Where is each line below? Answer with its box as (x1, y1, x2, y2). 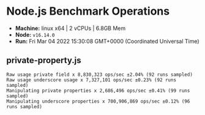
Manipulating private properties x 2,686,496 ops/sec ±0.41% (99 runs (6, 87, 190, 94)
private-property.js (6, 55, 81, 65)
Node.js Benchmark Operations (6, 4, 170, 18)
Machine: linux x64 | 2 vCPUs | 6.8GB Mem (15, 24, 126, 32)
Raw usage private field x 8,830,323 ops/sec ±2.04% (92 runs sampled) (6, 72, 193, 78)
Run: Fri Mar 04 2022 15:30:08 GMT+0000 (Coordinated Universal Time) (15, 37, 200, 45)
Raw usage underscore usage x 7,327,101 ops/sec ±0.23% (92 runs (6, 76, 176, 83)
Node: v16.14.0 (15, 31, 55, 38)
